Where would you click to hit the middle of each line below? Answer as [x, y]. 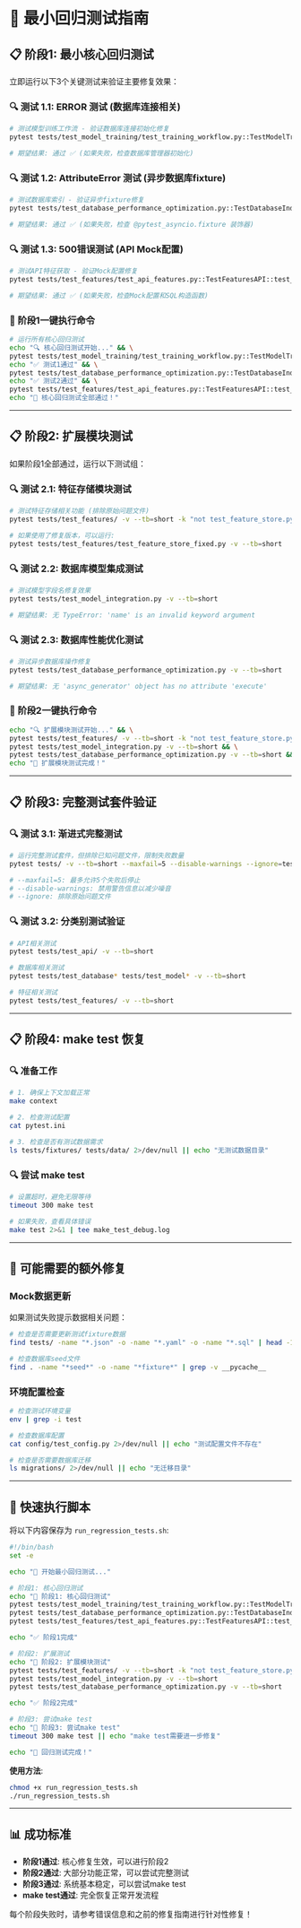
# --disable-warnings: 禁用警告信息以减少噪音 [90, 889]
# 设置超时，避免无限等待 [50, 1197]
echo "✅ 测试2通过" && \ [54, 381]
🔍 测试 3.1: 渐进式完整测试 [66, 833]
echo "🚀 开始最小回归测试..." [60, 1572]
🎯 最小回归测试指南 [79, 18]
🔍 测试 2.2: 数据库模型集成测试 [76, 569]
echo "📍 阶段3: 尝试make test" [65, 1728]
